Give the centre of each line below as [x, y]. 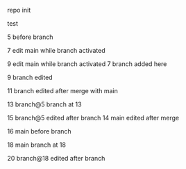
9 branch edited [30, 77]
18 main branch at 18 [36, 145]
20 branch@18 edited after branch [56, 158]
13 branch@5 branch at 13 [44, 104]
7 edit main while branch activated [56, 50]
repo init [19, 10]
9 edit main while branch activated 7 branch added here [87, 64]
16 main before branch [39, 131]
